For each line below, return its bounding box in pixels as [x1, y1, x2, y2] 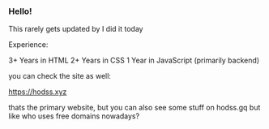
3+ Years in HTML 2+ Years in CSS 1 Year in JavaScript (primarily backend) [8, 55, 260, 66]
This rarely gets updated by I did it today [8, 24, 143, 34]
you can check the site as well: [8, 71, 112, 81]
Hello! [8, 6, 32, 17]
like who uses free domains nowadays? [8, 111, 140, 121]
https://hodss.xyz [8, 87, 67, 97]
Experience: [8, 40, 49, 49]
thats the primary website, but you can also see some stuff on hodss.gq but [8, 103, 261, 113]
